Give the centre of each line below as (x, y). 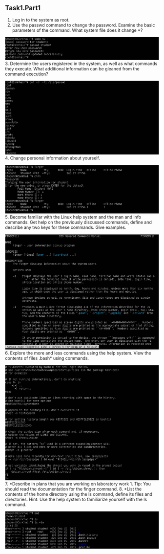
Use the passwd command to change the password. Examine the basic (83, 25)
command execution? (27, 74)
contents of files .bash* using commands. (47, 358)
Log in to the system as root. (41, 20)
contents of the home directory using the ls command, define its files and (79, 494)
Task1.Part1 (23, 8)
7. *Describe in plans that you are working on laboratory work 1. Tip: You (78, 484)
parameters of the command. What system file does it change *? (77, 30)
